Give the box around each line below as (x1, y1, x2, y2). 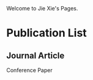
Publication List (6, 26, 87, 40)
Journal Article (6, 50, 65, 60)
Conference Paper (6, 67, 53, 74)
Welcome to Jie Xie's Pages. (6, 5, 78, 12)
